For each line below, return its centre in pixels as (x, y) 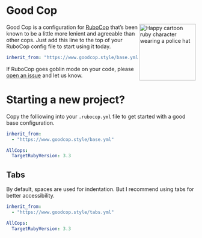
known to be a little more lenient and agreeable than (71, 33)
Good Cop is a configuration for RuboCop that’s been (72, 27)
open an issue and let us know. (44, 75)
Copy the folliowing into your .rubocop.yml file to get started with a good (96, 116)
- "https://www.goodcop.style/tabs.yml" (63, 212)
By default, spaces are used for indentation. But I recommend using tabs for (100, 189)
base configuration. (30, 123)
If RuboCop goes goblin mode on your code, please (70, 69)
